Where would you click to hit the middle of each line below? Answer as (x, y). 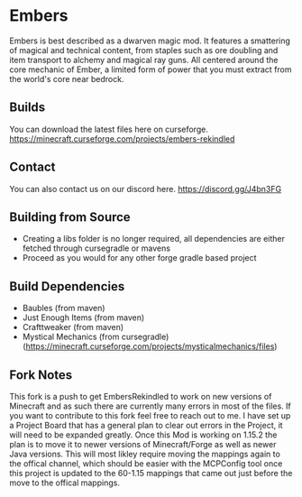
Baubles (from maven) (64, 308)
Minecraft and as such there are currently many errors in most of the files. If (150, 406)
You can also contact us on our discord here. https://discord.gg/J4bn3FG (146, 189)
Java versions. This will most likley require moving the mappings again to (145, 454)
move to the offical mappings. (64, 483)
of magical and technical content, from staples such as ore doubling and (144, 50)
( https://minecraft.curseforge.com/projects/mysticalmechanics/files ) (150, 346)
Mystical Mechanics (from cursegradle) (96, 337)
